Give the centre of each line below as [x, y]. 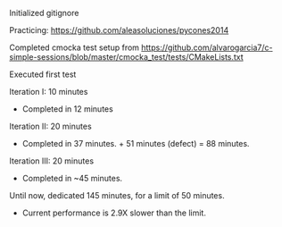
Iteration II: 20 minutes [50, 126]
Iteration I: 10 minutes [49, 92]
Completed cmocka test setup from [75, 47]
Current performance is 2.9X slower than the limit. [114, 213]
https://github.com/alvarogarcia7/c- [207, 47]
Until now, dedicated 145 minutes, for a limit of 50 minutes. [117, 195]
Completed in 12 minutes [67, 109]
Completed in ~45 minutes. [72, 178]
